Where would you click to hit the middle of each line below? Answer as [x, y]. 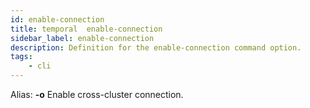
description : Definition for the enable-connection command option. [156, 47]
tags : [21, 57]
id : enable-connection [57, 19]
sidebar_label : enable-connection [82, 38]
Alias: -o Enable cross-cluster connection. [97, 94]
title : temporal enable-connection [86, 29]
